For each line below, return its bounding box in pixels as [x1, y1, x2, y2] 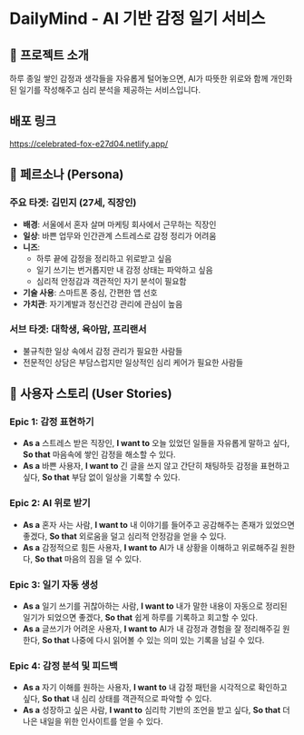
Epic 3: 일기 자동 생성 [9, 578, 99, 591]
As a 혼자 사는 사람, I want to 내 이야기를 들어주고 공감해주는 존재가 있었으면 [22, 519, 295, 530]
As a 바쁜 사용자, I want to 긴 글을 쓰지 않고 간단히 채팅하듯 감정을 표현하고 [22, 461, 290, 472]
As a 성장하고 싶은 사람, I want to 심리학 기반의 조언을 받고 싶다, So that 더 [22, 705, 290, 716]
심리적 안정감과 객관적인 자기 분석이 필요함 [35, 275, 188, 286]
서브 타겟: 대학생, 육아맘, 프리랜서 [9, 323, 147, 336]
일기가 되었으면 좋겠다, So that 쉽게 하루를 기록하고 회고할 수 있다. [22, 612, 259, 623]
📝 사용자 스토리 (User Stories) [9, 386, 172, 402]
